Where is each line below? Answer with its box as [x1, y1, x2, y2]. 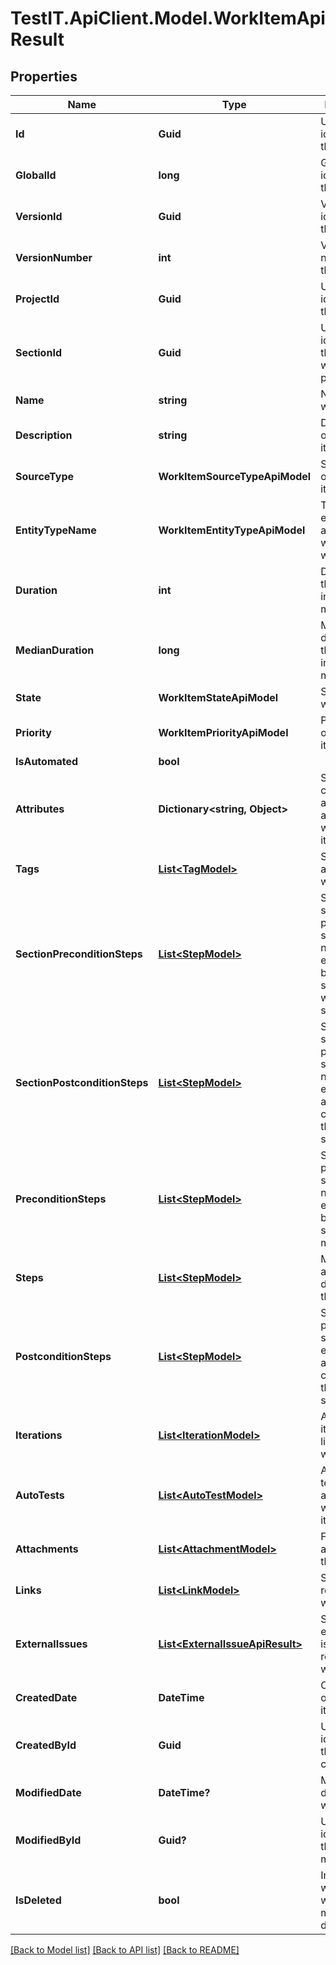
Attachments [15, 1542, 79, 1556]
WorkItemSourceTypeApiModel [158, 470, 312, 483]
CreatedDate [15, 1691, 78, 1704]
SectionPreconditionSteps [15, 947, 143, 961]
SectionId [15, 346, 62, 359]
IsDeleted [15, 1893, 62, 1907]
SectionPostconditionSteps [15, 1076, 149, 1089]
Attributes [15, 802, 65, 816]
